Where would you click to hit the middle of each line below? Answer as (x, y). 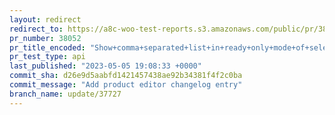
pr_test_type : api (47, 57)
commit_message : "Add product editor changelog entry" (126, 85)
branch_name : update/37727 (65, 94)
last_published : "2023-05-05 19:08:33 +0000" (105, 66)
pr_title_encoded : (47, 47)
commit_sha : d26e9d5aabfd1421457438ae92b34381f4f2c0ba (126, 76)
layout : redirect (45, 19)
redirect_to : (36, 29)
